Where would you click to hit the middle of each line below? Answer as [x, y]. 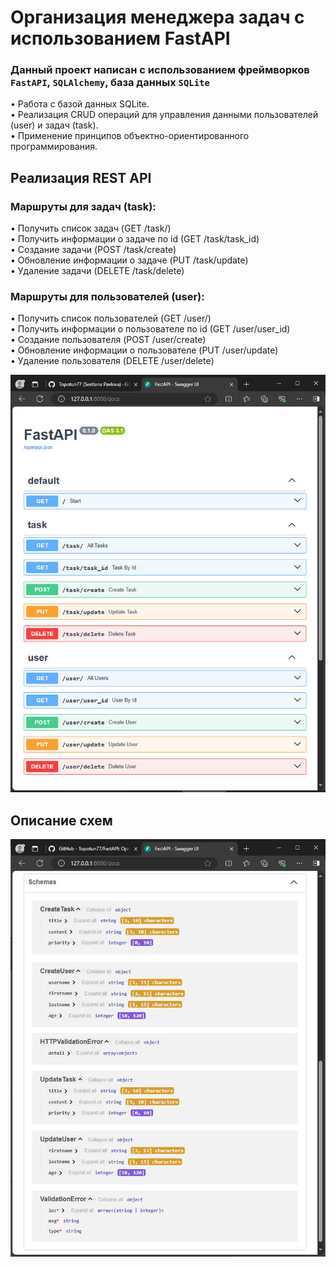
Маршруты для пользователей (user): [107, 297]
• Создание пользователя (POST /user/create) [108, 340]
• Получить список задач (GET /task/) [91, 228]
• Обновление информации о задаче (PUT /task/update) [129, 260]
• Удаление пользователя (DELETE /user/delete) [112, 361]
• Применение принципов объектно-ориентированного [130, 136]
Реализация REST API [81, 177]
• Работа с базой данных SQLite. [80, 104]
